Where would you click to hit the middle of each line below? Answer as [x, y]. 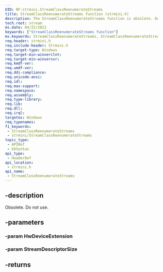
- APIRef [16, 145]
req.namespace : [20, 91]
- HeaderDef [19, 158]
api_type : [15, 153]
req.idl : [14, 81]
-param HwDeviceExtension [39, 236]
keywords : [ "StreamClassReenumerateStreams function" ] [62, 32]
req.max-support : [23, 86]
